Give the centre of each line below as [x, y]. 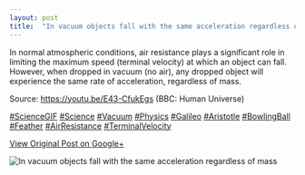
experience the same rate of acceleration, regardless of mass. [126, 81]
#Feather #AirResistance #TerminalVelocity [91, 126]
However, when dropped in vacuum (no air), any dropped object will [137, 71]
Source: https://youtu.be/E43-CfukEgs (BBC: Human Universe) [127, 98]
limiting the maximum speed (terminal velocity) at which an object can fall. [148, 62]
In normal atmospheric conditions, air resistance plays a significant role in [147, 52]
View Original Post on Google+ [67, 143]
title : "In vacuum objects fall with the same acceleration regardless [150, 26]
